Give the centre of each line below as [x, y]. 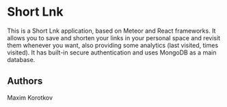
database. [21, 59]
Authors [25, 81]
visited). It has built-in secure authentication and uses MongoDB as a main [112, 52]
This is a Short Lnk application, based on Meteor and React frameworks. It [111, 31]
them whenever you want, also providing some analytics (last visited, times [113, 45]
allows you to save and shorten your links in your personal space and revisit [114, 37]
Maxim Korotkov [30, 97]
